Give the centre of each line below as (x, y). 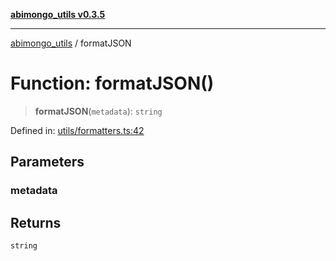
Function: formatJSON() (112, 83)
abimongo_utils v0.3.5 (58, 14)
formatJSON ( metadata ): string (98, 111)
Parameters (47, 162)
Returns (36, 222)
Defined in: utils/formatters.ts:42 (77, 130)
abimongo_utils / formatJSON (71, 43)
